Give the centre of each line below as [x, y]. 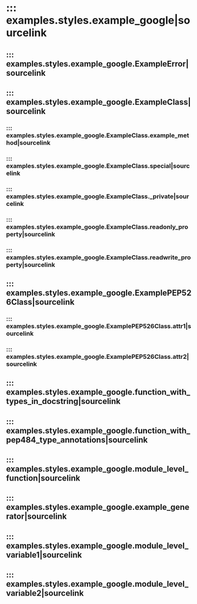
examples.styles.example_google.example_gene [98, 507]
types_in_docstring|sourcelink [64, 401]
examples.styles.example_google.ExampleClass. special [89, 166]
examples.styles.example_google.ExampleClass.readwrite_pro [98, 257]
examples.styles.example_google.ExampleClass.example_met [98, 135]
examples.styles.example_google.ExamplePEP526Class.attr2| [98, 356]
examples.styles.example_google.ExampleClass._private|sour [98, 196]
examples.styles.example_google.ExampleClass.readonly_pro [97, 226]
